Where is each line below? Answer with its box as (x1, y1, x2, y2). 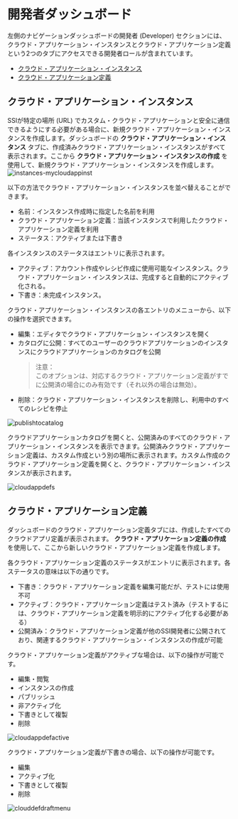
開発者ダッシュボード (7, 6, 133, 23)
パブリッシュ (17, 692, 55, 700)
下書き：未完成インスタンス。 (17, 291, 105, 299)
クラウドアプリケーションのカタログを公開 (36, 347, 161, 356)
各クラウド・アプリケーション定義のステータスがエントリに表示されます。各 (7, 558, 231, 567)
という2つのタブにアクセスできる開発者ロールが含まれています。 (7, 49, 197, 58)
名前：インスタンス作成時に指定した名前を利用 (17, 207, 155, 215)
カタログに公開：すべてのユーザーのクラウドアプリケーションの (17, 338, 204, 347)
